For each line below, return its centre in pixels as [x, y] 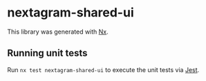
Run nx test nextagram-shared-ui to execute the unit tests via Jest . [103, 69]
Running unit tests [47, 53]
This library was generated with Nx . [58, 32]
